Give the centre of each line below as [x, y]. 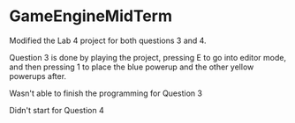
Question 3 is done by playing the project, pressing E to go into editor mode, [148, 57]
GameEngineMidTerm [91, 16]
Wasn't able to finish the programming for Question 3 [106, 93]
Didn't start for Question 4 [57, 110]
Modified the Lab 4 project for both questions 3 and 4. [108, 40]
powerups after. [38, 76]
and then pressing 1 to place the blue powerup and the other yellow [132, 67]
